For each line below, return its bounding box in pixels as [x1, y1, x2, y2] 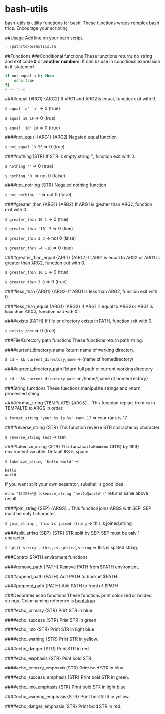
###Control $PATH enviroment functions [5, 554, 88, 560]
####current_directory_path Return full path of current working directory [5, 366, 153, 372]
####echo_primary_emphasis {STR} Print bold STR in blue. [5, 665, 125, 671]
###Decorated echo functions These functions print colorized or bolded [5, 592, 152, 599]
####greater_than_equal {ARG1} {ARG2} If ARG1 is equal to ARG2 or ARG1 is [5, 255, 160, 261]
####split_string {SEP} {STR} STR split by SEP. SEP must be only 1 [5, 530, 140, 536]
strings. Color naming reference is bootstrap [5, 598, 95, 604]
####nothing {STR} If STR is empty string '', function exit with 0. [5, 153, 135, 159]
